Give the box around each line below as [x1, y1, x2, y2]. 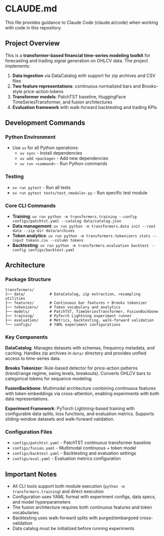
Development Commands [5, 119, 86, 127]
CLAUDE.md [5, 3, 57, 14]
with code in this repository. [5, 24, 62, 30]
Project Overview [5, 39, 60, 48]
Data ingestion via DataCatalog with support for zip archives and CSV [12, 73, 156, 79]
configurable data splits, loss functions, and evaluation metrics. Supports [5, 411, 155, 417]
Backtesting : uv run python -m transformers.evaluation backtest [12, 242, 149, 249]
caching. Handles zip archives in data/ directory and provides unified [5, 350, 147, 356]
